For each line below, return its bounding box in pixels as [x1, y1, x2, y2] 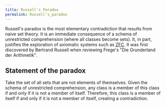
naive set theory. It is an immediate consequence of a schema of [5, 31, 137, 37]
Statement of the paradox [5, 66, 86, 75]
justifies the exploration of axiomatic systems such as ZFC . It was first [5, 41, 148, 47]
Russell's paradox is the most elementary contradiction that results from [5, 25, 153, 31]
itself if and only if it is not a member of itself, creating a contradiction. [5, 96, 149, 102]
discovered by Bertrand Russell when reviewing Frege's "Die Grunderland [5, 47, 156, 53]
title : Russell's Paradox [5, 7, 58, 12]
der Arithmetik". [5, 52, 37, 58]
